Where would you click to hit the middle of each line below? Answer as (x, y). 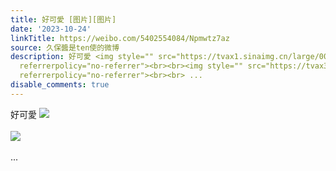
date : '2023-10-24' (51, 29)
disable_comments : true (60, 85)
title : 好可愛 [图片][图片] (63, 19)
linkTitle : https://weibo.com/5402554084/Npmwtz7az (120, 38)
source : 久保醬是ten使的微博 (65, 47)
